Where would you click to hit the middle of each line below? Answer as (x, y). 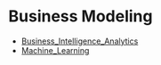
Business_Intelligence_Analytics (80, 41)
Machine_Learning (55, 50)
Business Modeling (80, 16)
